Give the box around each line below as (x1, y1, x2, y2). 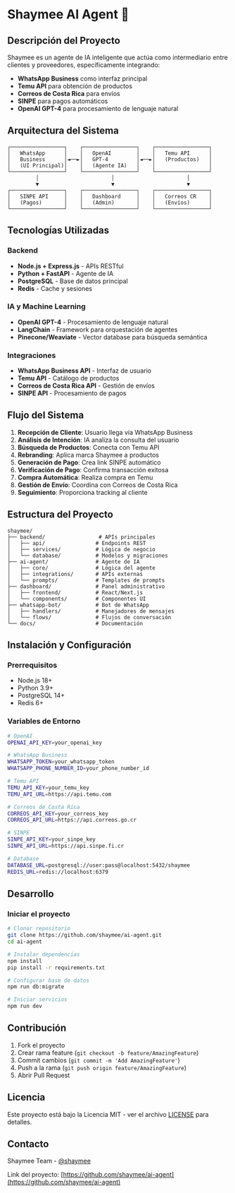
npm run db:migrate (7, 983, 65, 990)
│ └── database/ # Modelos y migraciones (7, 552, 169, 559)
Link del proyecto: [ (7, 1170, 63, 1179)
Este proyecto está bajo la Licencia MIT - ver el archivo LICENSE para (7, 1110, 209, 1118)
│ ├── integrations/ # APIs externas (7, 570, 143, 577)
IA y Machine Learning (7, 301, 86, 311)
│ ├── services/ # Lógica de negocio (7, 546, 156, 553)
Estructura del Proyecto (7, 508, 114, 521)
